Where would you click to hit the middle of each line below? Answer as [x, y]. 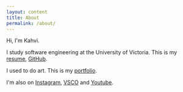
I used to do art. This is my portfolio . [52, 71]
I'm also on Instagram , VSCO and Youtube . [60, 82]
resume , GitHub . [27, 59]
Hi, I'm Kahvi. [23, 41]
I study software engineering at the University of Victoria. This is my [92, 52]
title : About [23, 18]
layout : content [27, 12]
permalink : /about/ [31, 23]
